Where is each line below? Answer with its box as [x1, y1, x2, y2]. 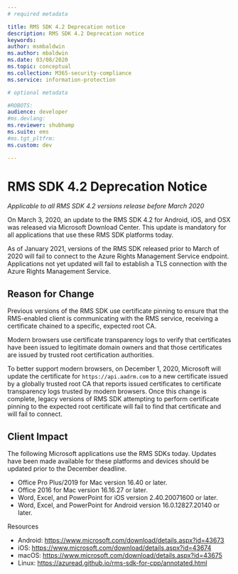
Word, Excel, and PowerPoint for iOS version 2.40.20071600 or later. [17, 494, 218, 502]
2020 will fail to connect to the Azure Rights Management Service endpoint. [7, 252, 229, 260]
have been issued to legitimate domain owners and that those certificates [7, 343, 222, 352]
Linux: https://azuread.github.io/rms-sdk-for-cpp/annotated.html [17, 559, 207, 568]
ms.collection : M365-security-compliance [7, 69, 132, 77]
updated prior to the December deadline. [7, 464, 127, 473]
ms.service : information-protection [7, 76, 116, 83]
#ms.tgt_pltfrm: [7, 134, 55, 142]
